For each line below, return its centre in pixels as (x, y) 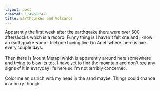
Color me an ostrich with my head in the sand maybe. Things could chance (80, 78)
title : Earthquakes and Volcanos (39, 18)
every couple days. (24, 48)
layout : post (18, 9)
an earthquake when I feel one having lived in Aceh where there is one (76, 43)
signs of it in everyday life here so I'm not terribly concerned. (66, 68)
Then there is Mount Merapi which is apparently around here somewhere (78, 58)
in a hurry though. (23, 84)
